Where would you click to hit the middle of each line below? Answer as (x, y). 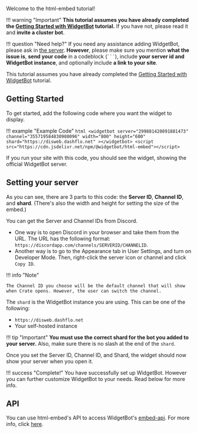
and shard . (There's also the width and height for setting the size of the (93, 203)
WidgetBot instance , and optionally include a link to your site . (82, 63)
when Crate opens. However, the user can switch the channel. (84, 291)
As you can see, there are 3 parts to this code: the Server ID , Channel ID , (95, 196)
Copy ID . (25, 263)
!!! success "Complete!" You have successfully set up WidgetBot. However (96, 373)
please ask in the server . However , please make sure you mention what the (98, 50)
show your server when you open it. (50, 361)
